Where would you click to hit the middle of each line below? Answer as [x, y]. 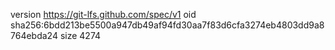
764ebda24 [34, 35]
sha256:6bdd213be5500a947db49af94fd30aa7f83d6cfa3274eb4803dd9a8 [167, 25]
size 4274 [80, 35]
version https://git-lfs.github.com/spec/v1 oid [103, 14]
